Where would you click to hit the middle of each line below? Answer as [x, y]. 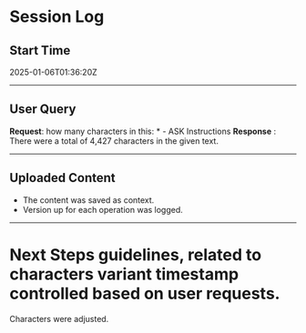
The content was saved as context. [88, 200]
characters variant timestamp [124, 274]
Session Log [57, 17]
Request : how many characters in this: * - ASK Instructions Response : [143, 131]
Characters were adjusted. [59, 318]
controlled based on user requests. [145, 293]
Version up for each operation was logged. [103, 209]
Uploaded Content [62, 178]
